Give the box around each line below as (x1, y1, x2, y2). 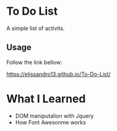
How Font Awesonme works (15, 118, 86, 126)
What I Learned (6, 92, 86, 105)
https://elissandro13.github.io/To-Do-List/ (6, 70, 111, 78)
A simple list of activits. (6, 24, 65, 32)
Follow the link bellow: (6, 58, 62, 65)
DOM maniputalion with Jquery (15, 112, 94, 119)
